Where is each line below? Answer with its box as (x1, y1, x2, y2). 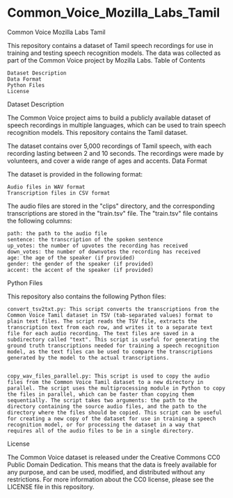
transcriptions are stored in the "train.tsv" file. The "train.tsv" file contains (7, 209, 218, 217)
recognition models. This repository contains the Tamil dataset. (7, 128, 188, 136)
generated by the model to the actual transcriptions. (7, 354, 170, 361)
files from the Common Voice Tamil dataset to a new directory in (7, 378, 204, 385)
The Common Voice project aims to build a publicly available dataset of (7, 113, 211, 122)
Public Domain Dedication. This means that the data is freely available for (7, 460, 217, 469)
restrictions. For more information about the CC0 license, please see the (7, 475, 214, 483)
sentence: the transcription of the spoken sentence (7, 236, 163, 243)
